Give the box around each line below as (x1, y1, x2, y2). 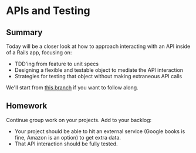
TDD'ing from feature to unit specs (14, 60, 99, 67)
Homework (6, 101, 48, 111)
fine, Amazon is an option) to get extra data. (14, 134, 121, 141)
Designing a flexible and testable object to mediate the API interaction (14, 67, 184, 74)
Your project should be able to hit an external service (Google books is (14, 127, 185, 135)
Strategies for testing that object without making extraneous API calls (14, 73, 183, 79)
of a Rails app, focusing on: (6, 49, 72, 56)
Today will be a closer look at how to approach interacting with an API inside (6, 43, 191, 50)
